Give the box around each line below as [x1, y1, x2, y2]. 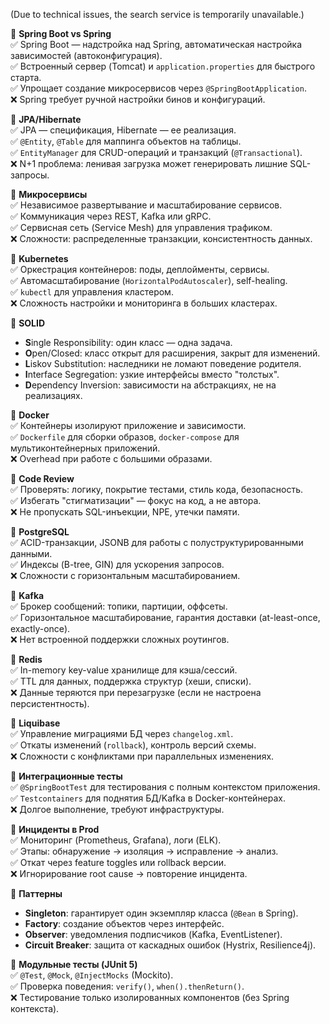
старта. [10, 72, 42, 83]
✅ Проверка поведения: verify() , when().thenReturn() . [10, 980, 245, 992]
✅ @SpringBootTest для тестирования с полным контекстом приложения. [10, 781, 321, 793]
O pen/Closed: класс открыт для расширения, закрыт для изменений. [24, 347, 321, 359]
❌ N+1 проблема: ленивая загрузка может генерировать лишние [10, 158, 288, 169]
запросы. [10, 169, 50, 181]
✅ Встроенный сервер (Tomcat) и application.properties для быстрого [10, 60, 316, 72]
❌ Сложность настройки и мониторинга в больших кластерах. [10, 297, 278, 309]
